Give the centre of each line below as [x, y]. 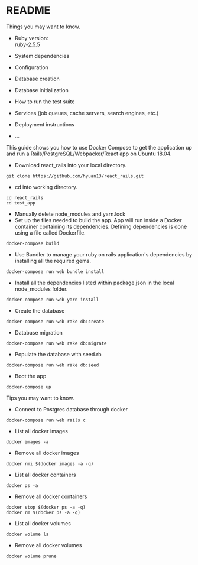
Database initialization [42, 90]
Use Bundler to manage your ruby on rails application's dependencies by [103, 254]
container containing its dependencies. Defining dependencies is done [101, 226]
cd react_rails [25, 198]
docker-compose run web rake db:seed [53, 365]
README [28, 10]
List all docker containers [45, 475]
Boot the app [30, 376]
